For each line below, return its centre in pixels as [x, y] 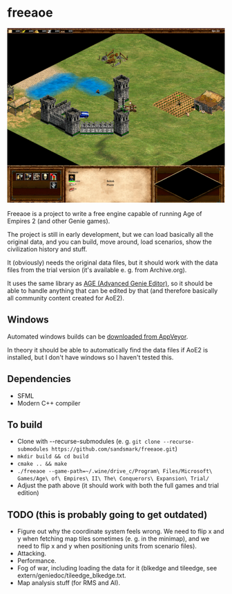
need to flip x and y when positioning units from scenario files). [107, 546]
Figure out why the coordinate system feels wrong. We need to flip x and [120, 532]
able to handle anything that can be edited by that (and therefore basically [113, 291]
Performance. [37, 561]
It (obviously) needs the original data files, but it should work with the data [113, 263]
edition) [28, 493]
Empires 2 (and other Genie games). [59, 221]
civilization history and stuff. [47, 249]
